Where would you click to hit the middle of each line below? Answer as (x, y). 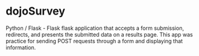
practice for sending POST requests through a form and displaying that (94, 41)
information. (21, 47)
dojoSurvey (35, 11)
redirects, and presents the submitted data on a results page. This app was (99, 34)
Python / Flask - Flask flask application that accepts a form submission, (95, 28)
